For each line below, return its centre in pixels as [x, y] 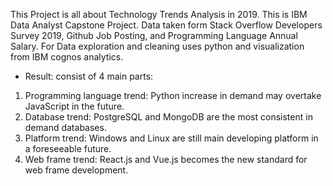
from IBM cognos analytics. [67, 57]
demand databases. [65, 127]
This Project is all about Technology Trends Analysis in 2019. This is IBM [159, 14]
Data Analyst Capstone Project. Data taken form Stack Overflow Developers [166, 25]
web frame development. [76, 170]
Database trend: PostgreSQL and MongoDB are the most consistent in [168, 117]
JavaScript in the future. [74, 106]
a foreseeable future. [68, 148]
